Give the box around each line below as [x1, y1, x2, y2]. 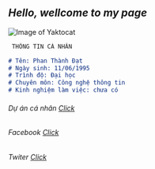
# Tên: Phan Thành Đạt [8, 57, 83, 65]
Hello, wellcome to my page [8, 6, 148, 20]
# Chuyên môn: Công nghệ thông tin [8, 79, 126, 87]
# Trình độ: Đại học [8, 71, 77, 80]
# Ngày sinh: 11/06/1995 [8, 64, 90, 72]
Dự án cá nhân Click [8, 103, 75, 113]
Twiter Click [8, 152, 47, 161]
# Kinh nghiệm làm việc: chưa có [8, 86, 119, 94]
